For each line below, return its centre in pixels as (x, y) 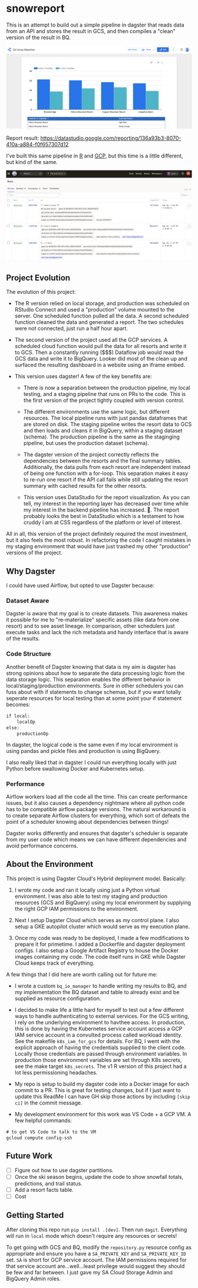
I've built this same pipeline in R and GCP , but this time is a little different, (95, 156)
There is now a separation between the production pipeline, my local (107, 388)
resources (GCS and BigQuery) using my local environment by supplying (103, 902)
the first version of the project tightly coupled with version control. (104, 401)
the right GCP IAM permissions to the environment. (76, 909)
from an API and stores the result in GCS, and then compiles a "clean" (91, 31)
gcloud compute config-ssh (39, 1138)
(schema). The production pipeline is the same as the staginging (101, 437)
